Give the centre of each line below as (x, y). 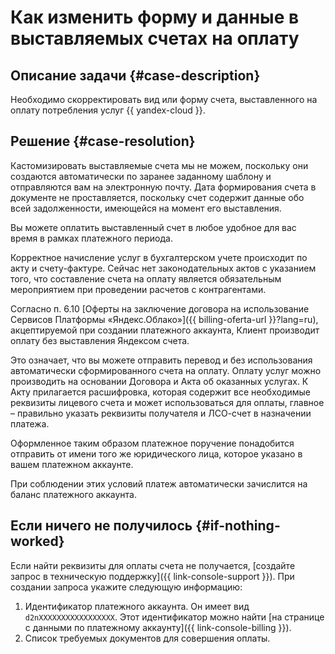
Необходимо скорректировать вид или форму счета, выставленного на (164, 99)
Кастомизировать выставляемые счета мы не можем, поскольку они (159, 165)
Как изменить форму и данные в (155, 17)
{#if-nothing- (238, 526)
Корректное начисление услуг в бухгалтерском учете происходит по (159, 257)
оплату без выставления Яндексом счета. (100, 340)
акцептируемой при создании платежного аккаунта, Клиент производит (165, 330)
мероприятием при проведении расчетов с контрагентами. (138, 289)
